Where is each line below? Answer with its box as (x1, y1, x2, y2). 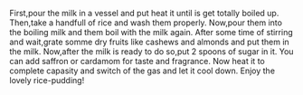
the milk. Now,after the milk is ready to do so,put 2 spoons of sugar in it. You (9, 46, 294, 57)
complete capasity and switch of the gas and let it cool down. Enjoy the (9, 65, 276, 76)
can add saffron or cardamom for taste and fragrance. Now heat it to (9, 56, 265, 66)
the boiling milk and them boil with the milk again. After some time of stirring (9, 27, 293, 37)
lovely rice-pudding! (9, 75, 85, 85)
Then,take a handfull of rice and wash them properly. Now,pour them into (9, 17, 283, 28)
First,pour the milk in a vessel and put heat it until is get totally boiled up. (9, 8, 279, 18)
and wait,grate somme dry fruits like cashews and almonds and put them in (9, 36, 289, 47)
